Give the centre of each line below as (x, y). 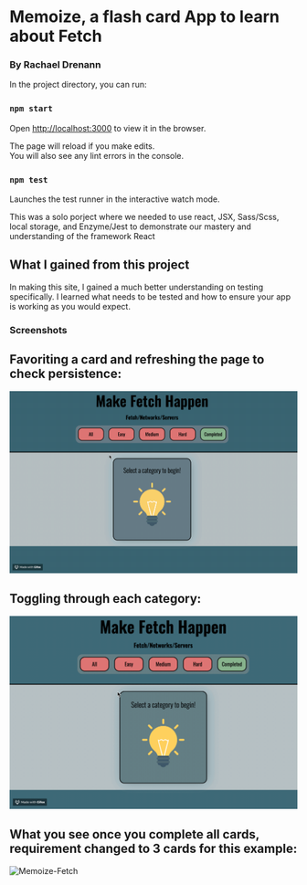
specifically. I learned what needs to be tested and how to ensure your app (150, 296)
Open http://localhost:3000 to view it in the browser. (108, 128)
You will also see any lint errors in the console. (97, 155)
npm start (31, 109)
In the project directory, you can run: (78, 85)
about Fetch (56, 36)
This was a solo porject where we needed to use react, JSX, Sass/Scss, (144, 217)
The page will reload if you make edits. (82, 146)
